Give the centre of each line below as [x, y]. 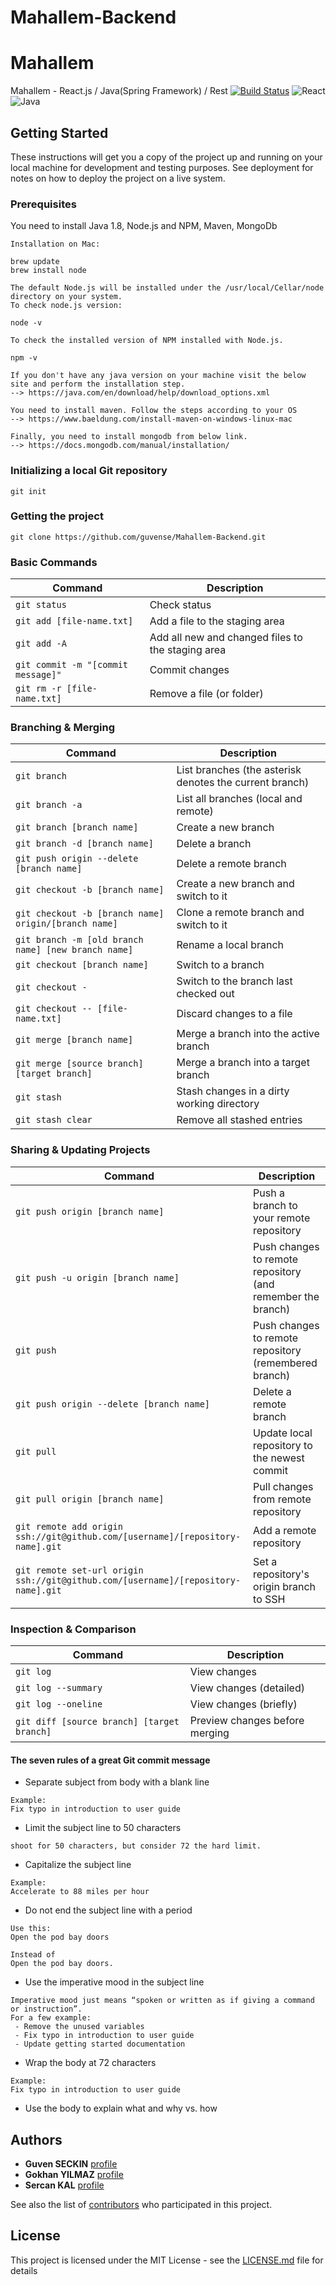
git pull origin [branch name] [90, 1499]
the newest [279, 1458]
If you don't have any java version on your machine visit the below [158, 376]
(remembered [285, 1363]
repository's [281, 1574]
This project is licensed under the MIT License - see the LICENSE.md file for [167, 2260]
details [24, 2270]
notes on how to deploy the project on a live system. [118, 178]
